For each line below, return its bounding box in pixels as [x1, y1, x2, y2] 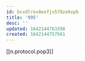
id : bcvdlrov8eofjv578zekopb [6, 8, 79, 15]
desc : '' [6, 20, 28, 26]
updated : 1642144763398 [6, 25, 66, 32]
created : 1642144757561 [6, 31, 66, 37]
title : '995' [6, 14, 39, 21]
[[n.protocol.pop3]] [6, 48, 54, 55]
